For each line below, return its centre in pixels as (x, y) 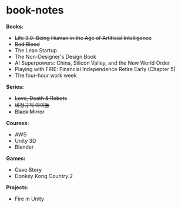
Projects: (17, 187)
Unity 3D (25, 140)
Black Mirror (30, 112)
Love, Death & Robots (41, 98)
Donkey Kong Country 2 (44, 176)
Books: (15, 26)
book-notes (35, 10)
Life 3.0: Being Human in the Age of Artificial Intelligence (83, 38)
